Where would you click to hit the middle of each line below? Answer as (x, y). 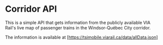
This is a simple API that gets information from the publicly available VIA (78, 22)
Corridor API (31, 9)
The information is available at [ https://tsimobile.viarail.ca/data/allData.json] (81, 37)
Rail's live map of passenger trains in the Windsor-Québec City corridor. (78, 27)
